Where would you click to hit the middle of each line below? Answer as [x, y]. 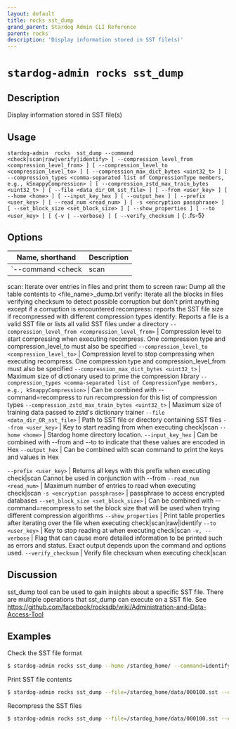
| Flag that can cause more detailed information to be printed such [127, 538]
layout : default [31, 14]
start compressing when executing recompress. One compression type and [117, 339]
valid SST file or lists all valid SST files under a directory [88, 323]
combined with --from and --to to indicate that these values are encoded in [116, 442]
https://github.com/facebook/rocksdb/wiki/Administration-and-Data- [107, 607]
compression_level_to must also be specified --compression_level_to [108, 346]
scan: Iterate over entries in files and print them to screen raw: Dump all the [117, 286]
